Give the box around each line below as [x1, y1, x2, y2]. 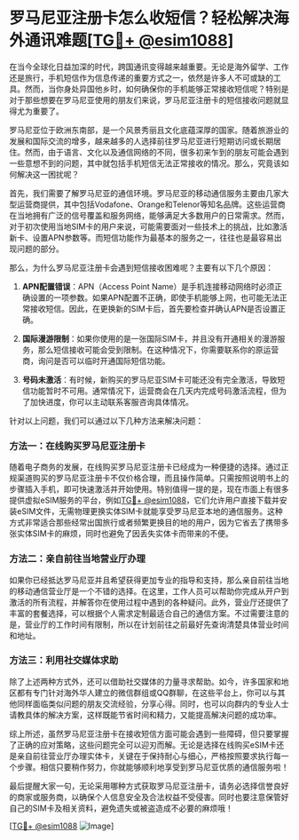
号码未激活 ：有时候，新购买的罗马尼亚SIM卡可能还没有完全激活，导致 [21, 374, 278, 384]
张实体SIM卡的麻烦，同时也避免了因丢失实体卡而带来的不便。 [9, 528, 233, 539]
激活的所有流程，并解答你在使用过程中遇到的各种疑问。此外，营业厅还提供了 [9, 597, 289, 607]
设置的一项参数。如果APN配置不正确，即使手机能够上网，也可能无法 [29, 292, 279, 303]
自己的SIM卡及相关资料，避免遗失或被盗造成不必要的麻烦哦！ [9, 803, 233, 813]
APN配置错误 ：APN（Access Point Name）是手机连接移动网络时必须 [21, 281, 275, 291]
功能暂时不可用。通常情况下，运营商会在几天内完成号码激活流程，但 [29, 385, 279, 396]
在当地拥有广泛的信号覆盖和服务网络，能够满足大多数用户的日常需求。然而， [9, 210, 289, 220]
